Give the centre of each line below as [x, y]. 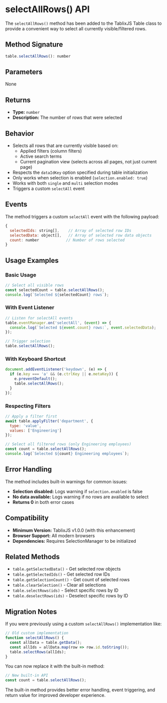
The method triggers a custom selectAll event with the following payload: [82, 216]
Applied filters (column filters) [51, 151]
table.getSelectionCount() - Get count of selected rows [71, 580]
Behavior [20, 133]
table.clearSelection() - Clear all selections [59, 585]
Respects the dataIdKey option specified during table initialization [80, 172]
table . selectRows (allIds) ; [38, 652]
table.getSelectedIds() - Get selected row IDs [61, 574]
